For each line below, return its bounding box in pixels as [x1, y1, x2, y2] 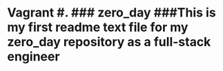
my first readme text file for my [7, 19, 188, 35]
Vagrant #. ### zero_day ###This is [7, 5, 216, 21]
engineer [7, 49, 60, 65]
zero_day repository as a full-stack [7, 34, 211, 50]
